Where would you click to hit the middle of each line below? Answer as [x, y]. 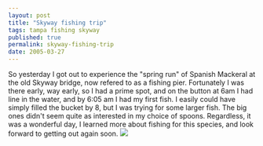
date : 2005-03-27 [37, 52]
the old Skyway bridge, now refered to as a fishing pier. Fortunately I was [126, 82]
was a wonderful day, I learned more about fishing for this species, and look [131, 124]
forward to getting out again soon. [63, 133]
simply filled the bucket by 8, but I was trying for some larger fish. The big [128, 108]
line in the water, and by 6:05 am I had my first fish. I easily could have [122, 99]
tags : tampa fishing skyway [54, 30]
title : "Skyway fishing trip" [58, 23]
